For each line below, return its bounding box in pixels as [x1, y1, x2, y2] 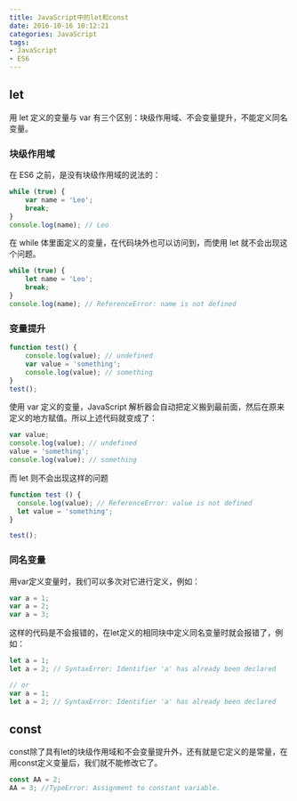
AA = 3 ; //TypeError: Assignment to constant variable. [9, 784, 221, 793]
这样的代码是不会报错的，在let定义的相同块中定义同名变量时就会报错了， [9, 627, 276, 638]
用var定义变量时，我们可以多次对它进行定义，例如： [9, 576, 200, 587]
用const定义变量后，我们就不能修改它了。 [9, 757, 163, 768]
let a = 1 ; [9, 656, 50, 666]
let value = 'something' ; [17, 506, 114, 516]
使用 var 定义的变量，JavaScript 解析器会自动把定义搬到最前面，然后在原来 [9, 401, 285, 412]
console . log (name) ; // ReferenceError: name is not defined [9, 299, 237, 308]
